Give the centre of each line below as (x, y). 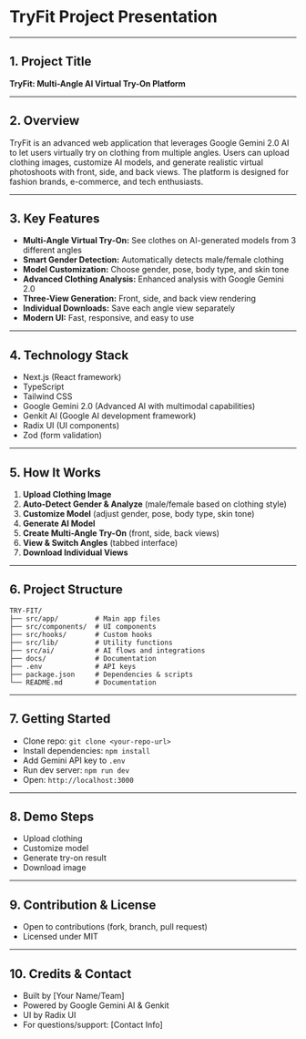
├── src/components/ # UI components (83, 626)
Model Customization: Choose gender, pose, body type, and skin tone (156, 270)
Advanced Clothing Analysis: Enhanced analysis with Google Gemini (153, 279)
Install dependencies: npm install (86, 750)
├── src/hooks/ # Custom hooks (81, 634)
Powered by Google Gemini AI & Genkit (96, 1005)
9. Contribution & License (83, 905)
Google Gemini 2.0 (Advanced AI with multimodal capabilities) (139, 406)
